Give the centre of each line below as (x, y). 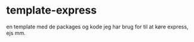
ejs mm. (16, 33)
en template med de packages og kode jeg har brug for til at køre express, (97, 27)
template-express (52, 10)
